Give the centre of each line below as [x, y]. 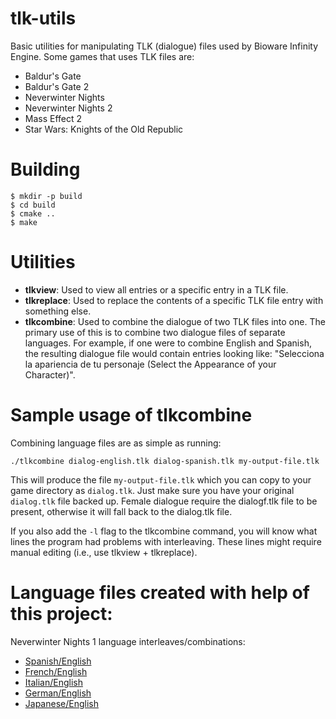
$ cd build [33, 205]
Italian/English [53, 682]
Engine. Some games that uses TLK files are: [102, 56]
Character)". [50, 374]
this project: [61, 613]
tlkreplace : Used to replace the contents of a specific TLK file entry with [174, 300]
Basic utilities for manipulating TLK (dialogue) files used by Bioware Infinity [164, 46]
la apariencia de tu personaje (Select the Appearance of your [150, 364]
